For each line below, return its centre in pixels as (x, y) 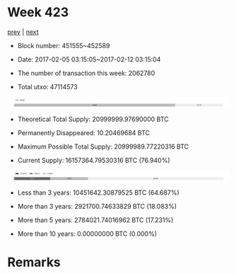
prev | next (23, 32)
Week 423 (38, 12)
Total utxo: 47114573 (47, 86)
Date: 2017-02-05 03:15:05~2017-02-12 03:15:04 (89, 59)
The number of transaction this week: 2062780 (86, 73)
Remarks (34, 262)
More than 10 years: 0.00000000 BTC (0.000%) (87, 234)
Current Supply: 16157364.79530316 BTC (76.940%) (94, 161)
